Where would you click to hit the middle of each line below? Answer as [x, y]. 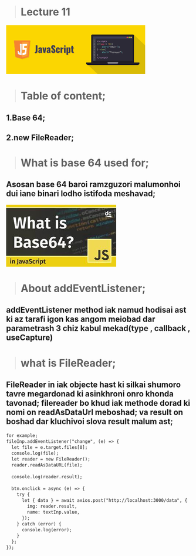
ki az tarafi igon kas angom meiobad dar [81, 320]
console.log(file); [35, 454]
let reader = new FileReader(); [51, 459]
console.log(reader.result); [47, 477]
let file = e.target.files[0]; [50, 448]
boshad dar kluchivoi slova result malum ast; [89, 421]
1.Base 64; [26, 118]
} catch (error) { [39, 524]
